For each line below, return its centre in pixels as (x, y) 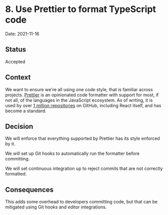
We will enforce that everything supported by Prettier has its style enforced (82, 138)
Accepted (15, 62)
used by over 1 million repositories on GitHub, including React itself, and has (83, 105)
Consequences (29, 190)
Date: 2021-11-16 (22, 34)
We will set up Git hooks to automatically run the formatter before (72, 153)
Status (16, 49)
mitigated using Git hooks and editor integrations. (56, 207)
